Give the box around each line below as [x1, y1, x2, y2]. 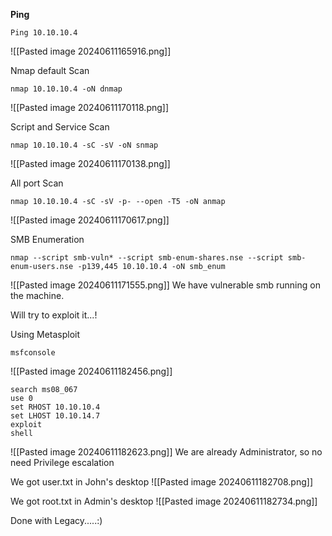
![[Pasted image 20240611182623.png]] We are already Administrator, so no [10, 446, 323, 458]
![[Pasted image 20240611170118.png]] [10, 102, 170, 113]
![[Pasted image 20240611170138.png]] [10, 158, 171, 169]
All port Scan [10, 177, 64, 189]
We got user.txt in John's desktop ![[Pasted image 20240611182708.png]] [10, 476, 314, 488]
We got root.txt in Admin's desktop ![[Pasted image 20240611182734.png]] [10, 495, 318, 507]
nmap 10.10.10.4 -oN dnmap [10, 84, 123, 94]
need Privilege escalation [10, 457, 115, 468]
